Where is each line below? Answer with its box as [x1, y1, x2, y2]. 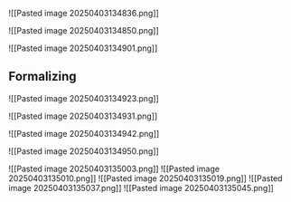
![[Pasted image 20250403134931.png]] [8, 111, 158, 121]
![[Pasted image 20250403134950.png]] [8, 145, 159, 157]
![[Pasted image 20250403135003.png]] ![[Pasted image [8, 163, 221, 174]
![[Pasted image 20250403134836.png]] [8, 8, 159, 18]
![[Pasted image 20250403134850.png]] [8, 25, 159, 35]
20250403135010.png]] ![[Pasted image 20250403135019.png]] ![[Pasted [8, 172, 283, 184]
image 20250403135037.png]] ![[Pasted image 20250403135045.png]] [8, 182, 275, 193]
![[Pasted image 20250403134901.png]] [8, 43, 158, 53]
